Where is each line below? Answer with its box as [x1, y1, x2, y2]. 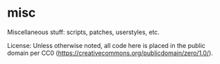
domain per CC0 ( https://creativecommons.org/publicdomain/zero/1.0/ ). [7, 49, 214, 57]
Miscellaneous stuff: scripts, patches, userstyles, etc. [7, 28, 160, 36]
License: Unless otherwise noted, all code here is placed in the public [7, 41, 206, 49]
